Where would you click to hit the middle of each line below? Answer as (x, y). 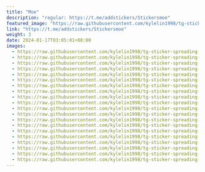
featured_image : (27, 23)
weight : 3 (19, 35)
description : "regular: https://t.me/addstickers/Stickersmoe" (88, 18)
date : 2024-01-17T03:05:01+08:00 (49, 40)
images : (16, 46)
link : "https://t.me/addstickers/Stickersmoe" (67, 29)
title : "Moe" (23, 12)
